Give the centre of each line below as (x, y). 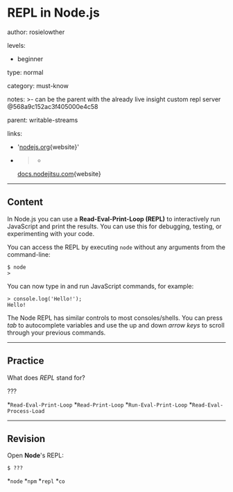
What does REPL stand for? (46, 378)
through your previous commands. (57, 332)
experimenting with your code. (51, 233)
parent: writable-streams (43, 120)
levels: (16, 45)
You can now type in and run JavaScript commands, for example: (101, 286)
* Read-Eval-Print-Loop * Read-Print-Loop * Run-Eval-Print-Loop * (100, 405)
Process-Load (26, 411)
